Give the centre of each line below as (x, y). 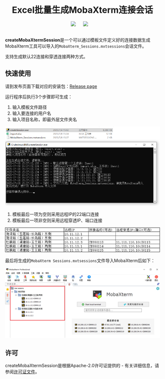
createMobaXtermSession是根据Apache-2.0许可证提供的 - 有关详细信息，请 (82, 366)
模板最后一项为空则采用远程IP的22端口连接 (55, 215)
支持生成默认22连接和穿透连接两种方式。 (47, 56)
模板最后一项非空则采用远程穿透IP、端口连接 (57, 220)
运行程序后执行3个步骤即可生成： (39, 97)
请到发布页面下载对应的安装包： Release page (51, 86)
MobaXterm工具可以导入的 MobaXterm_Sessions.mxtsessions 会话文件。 (76, 46)
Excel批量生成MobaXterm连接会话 (82, 10)
